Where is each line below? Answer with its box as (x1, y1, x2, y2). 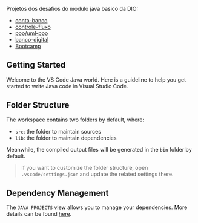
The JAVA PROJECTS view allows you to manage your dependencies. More (6, 204, 188, 211)
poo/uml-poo (15, 30, 48, 37)
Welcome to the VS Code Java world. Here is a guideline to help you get (6, 76, 186, 83)
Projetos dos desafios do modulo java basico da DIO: (6, 5, 139, 12)
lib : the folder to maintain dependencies (15, 134, 117, 141)
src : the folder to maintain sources (15, 128, 102, 135)
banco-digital (15, 36, 49, 43)
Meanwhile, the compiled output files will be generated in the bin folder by (6, 146, 192, 153)
